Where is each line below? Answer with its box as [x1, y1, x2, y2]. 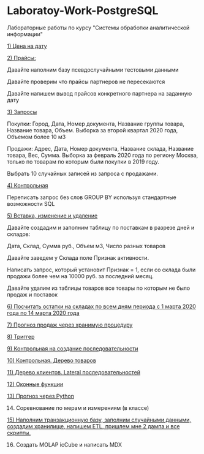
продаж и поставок [7, 290, 58, 298]
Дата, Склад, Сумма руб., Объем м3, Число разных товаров [7, 242, 166, 249]
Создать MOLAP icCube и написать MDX [15, 441, 122, 448]
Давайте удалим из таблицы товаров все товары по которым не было [7, 284, 191, 292]
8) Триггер [7, 333, 35, 340]
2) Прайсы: [7, 54, 36, 61]
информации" [7, 30, 43, 37]
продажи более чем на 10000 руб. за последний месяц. [7, 272, 154, 279]
